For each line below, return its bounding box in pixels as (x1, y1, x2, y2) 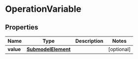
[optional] (108, 46, 131, 53)
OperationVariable (5, 3, 81, 15)
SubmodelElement (26, 46, 71, 53)
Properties (5, 23, 38, 31)
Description (75, 38, 103, 44)
